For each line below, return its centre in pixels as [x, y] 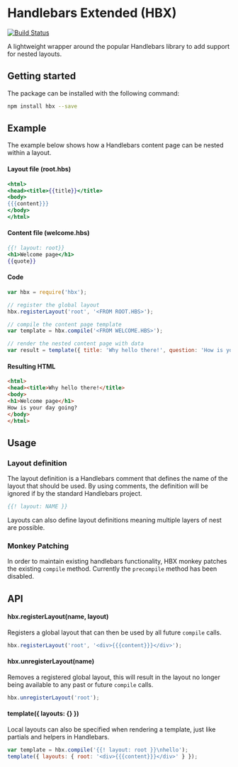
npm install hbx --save [42, 106]
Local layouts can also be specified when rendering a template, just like [112, 729]
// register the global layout [53, 305]
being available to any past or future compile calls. [80, 684]
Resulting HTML [32, 366]
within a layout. [29, 153]
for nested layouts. [35, 54]
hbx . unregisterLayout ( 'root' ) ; [53, 698]
